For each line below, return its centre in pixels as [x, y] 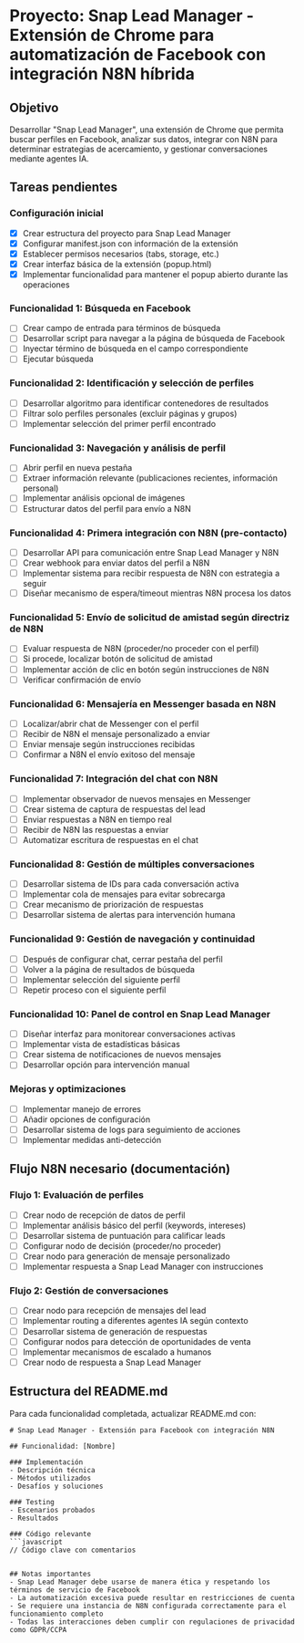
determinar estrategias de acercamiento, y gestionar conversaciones [139, 149]
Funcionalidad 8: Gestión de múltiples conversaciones [132, 864]
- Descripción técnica [52, 1470]
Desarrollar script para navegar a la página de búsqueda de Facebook [153, 338]
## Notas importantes [51, 1574]
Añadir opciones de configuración [86, 1119]
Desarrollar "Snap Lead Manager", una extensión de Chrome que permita [147, 130]
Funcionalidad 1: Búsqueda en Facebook [100, 308]
